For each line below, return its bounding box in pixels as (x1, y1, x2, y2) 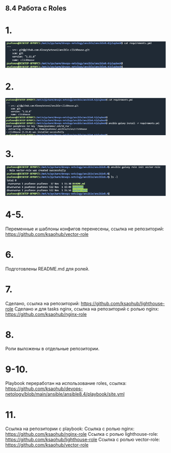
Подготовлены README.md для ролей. (5, 265, 90, 271)
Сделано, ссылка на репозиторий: (5, 300, 80, 307)
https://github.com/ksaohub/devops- (5, 386, 83, 392)
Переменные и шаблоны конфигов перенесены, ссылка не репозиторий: (5, 226, 164, 232)
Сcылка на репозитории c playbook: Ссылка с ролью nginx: (5, 426, 135, 432)
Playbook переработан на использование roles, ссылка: (5, 380, 127, 386)
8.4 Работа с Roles (5, 4, 67, 13)
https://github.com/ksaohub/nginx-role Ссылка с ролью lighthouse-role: (5, 431, 159, 437)
